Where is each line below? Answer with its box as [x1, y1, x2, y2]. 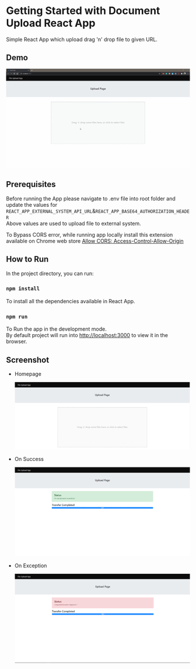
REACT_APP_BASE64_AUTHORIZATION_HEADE [95, 209, 190, 214]
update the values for [6, 201, 58, 208]
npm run [6, 313, 28, 320]
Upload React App [6, 16, 96, 30]
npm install [6, 285, 40, 292]
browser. [6, 338, 27, 345]
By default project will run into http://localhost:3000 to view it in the [6, 332, 168, 339]
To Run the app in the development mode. [6, 325, 107, 332]
